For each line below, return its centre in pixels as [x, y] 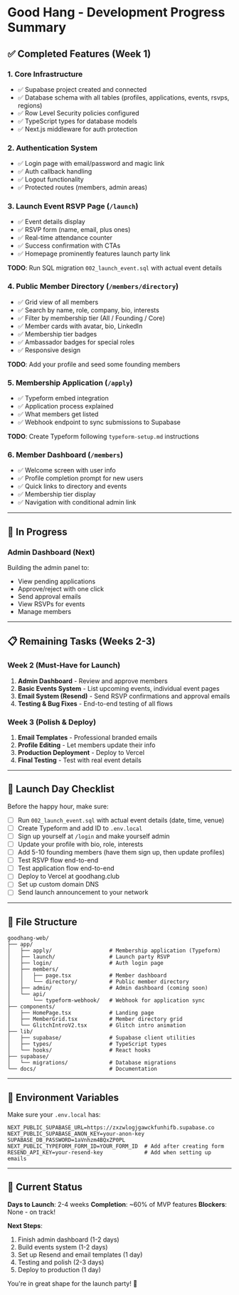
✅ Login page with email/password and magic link [91, 164]
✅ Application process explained [65, 406]
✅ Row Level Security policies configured [79, 113]
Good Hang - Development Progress [116, 12]
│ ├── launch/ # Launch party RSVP [89, 957]
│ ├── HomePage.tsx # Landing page [81, 1013]
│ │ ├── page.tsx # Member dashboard [87, 976]
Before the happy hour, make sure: [58, 806]
